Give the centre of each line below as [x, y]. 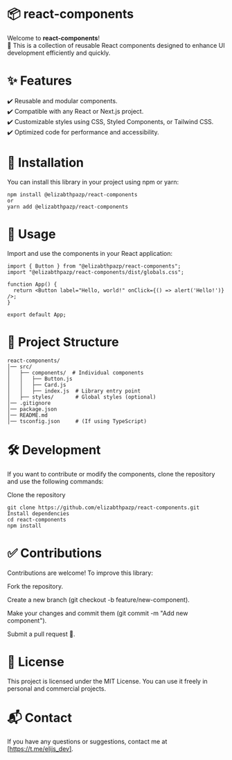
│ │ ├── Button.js [40, 379]
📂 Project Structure [63, 342]
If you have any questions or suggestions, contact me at [87, 742]
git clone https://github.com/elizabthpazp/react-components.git [103, 508]
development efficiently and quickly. [59, 53]
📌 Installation [46, 163]
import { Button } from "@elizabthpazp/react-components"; [94, 266]
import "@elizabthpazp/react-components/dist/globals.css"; [96, 272]
